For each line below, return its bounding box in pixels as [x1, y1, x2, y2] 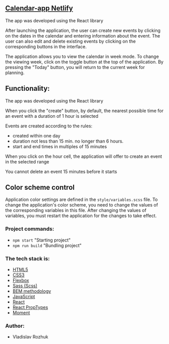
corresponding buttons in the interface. [5, 43, 87, 50]
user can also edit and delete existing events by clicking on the [5, 38, 136, 44]
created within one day [12, 132, 61, 139]
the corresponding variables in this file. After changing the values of [5, 208, 147, 214]
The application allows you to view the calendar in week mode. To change [5, 53, 159, 59]
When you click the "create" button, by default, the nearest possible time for [5, 108, 164, 114]
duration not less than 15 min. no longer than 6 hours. [12, 138, 124, 144]
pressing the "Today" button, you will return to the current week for [5, 64, 145, 70]
